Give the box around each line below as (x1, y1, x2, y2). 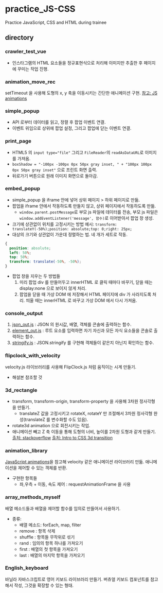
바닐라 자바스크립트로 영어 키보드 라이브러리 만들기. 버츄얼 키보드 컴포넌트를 (5, 576, 149, 582)
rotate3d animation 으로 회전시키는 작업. (12, 422, 91, 428)
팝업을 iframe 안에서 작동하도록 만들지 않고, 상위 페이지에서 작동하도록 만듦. (12, 203, 156, 209)
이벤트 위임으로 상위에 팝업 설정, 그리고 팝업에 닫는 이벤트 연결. (12, 125, 132, 131)
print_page (5, 138, 32, 144)
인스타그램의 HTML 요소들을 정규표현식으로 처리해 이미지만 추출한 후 (12, 60, 143, 66)
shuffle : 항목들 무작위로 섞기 (19, 534, 75, 540)
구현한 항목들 (12, 475, 37, 481)
